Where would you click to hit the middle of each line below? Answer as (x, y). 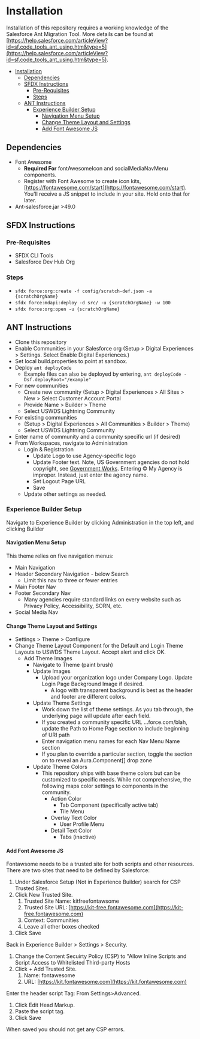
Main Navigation (35, 568)
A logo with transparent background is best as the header (122, 690)
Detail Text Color (71, 831)
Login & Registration (49, 449)
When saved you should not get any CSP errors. (66, 1029)
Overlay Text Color (74, 818)
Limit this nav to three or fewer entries (71, 580)
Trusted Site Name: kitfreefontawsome (72, 901)
